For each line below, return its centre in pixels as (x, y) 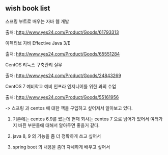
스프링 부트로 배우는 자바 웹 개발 (37, 21)
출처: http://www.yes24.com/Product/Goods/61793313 (62, 32)
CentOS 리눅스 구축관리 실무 (34, 64)
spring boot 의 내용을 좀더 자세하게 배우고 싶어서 (61, 147)
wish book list (28, 8)
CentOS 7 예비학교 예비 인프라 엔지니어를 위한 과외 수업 (61, 86)
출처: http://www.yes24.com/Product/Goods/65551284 (63, 54)
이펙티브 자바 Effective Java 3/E (38, 43)
